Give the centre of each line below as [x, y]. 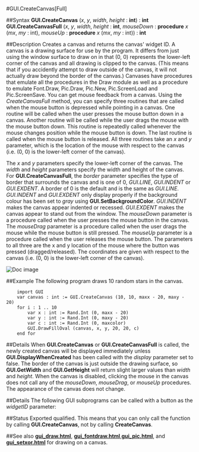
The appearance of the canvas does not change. [66, 389]
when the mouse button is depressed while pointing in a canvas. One [91, 107]
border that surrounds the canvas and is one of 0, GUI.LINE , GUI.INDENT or [99, 182]
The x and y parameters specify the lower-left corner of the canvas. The [94, 163]
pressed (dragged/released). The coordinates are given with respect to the [98, 252]
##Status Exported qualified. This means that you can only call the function [98, 418]
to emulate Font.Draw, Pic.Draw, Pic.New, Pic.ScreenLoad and [82, 88]
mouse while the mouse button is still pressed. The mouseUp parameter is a [99, 233]
